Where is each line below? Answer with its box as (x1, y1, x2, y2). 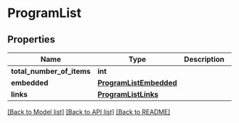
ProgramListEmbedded (97, 78, 178, 87)
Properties (7, 33, 55, 46)
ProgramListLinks (97, 90, 159, 99)
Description (184, 55, 225, 64)
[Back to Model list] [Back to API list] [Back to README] (7, 108, 171, 116)
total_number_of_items (11, 66, 91, 76)
